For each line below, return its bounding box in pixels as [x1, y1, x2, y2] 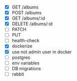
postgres [11, 54, 30, 60]
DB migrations [11, 65, 41, 71]
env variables [11, 60, 40, 66]
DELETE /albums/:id [11, 21, 53, 27]
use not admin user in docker [11, 49, 72, 55]
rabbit [11, 71, 24, 77]
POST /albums [11, 10, 42, 16]
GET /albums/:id [11, 15, 45, 21]
